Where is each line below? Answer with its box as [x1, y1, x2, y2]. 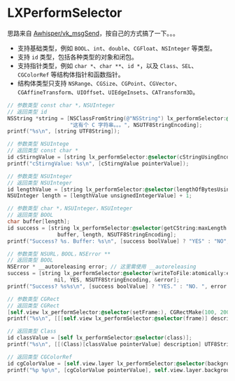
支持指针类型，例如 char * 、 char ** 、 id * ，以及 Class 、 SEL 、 [17, 61, 198, 69]
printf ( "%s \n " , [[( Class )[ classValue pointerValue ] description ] [7, 341, 201, 348]
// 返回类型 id [7, 108, 48, 115]
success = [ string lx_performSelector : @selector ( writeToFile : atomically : [7, 270, 227, 277]
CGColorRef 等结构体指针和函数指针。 [17, 70, 124, 79]
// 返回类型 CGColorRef [7, 353, 72, 361]
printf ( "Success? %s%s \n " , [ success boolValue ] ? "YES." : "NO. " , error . [7, 283, 230, 290]
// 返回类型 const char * [7, 147, 79, 154]
